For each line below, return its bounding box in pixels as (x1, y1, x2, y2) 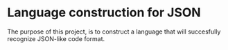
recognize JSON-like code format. (7, 34, 105, 42)
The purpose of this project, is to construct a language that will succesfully (7, 27, 221, 36)
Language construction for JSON (7, 5, 201, 21)
